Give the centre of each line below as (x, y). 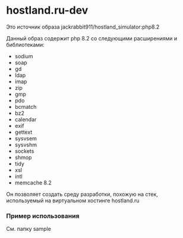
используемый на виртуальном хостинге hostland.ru (73, 201)
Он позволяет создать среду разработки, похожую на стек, (82, 194)
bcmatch (26, 107)
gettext (23, 132)
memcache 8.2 (33, 183)
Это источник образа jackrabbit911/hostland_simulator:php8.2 (83, 27)
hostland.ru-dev (47, 10)
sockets (24, 151)
